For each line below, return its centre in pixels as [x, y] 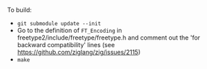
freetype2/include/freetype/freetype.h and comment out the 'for [109, 38]
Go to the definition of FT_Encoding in [69, 30]
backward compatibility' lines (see [66, 45]
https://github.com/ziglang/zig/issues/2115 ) [79, 52]
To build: [20, 10]
